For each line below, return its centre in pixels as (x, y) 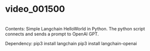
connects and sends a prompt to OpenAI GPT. (52, 34)
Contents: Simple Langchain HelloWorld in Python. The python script (75, 29)
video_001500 (35, 9)
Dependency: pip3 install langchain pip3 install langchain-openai (71, 44)
